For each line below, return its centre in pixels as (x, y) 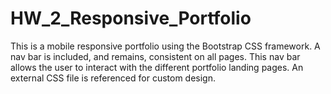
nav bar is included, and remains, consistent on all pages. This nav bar (155, 56)
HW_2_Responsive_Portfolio (131, 18)
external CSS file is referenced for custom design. (113, 78)
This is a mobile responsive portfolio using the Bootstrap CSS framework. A (165, 46)
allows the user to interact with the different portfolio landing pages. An (157, 67)
